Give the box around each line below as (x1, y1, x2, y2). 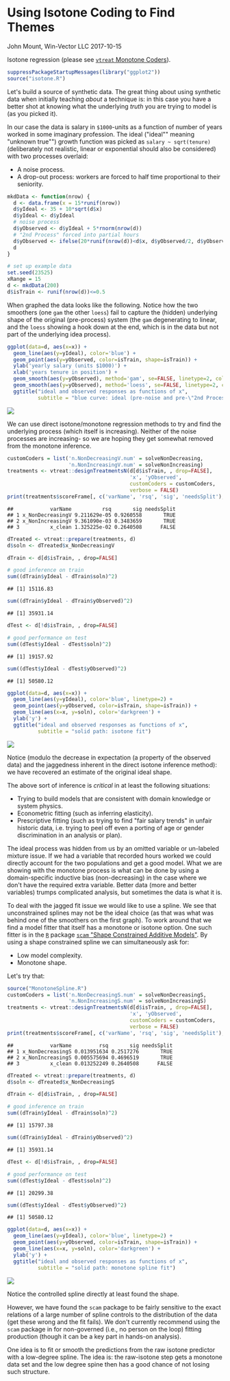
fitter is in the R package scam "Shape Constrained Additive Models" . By (7, 931, 208, 939)
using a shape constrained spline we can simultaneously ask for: (7, 937, 190, 946)
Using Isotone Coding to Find (7, 5, 175, 21)
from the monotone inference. (7, 442, 92, 450)
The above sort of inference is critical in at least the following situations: (7, 781, 211, 789)
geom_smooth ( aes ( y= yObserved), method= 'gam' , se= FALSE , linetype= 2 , (13, 376, 213, 383)
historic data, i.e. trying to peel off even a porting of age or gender (16, 823, 204, 832)
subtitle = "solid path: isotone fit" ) (37, 728, 152, 735)
